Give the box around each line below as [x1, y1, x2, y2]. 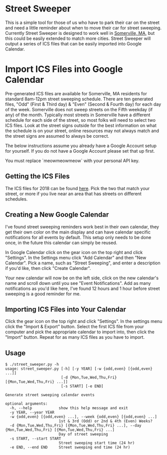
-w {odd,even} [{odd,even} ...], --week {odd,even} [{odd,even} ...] [9, 415, 157, 420]
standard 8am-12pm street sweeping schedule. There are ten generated [5, 96, 154, 102]
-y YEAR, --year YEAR [9, 410, 55, 415]
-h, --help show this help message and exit [9, 406, 128, 411]
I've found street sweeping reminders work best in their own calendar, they [5, 224, 160, 229]
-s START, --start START [9, 436, 61, 442]
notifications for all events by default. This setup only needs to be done [5, 234, 152, 240]
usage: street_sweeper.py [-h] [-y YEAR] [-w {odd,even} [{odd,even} [5, 366, 153, 372]
